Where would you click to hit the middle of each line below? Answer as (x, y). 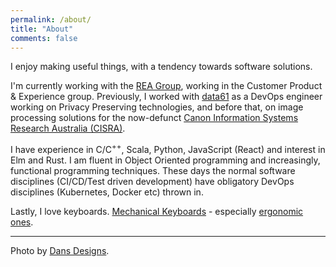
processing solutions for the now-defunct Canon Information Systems (154, 118)
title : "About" (42, 29)
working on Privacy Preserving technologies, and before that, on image (157, 107)
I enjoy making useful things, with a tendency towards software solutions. (161, 67)
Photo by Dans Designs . (60, 251)
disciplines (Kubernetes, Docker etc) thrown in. (107, 192)
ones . (22, 222)
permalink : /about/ (51, 19)
